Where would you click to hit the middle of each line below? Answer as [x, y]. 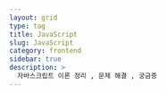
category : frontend [46, 51]
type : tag [28, 26]
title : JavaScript [43, 34]
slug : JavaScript [41, 43]
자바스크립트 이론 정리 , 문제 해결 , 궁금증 [87, 76]
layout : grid [33, 17]
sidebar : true [36, 59]
